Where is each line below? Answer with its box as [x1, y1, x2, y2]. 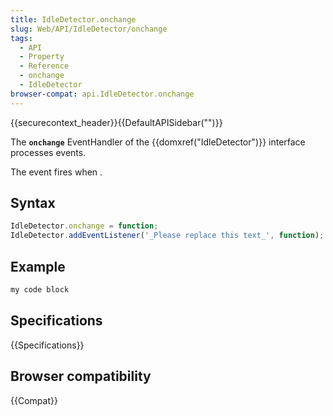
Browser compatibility [10, 368, 152, 385]
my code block [10, 285, 70, 295]
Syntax [10, 195, 56, 212]
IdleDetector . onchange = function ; [10, 221, 159, 231]
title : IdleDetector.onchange [10, 14, 137, 25]
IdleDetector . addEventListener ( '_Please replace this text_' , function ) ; [10, 231, 325, 241]
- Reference [19, 61, 70, 71]
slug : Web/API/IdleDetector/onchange [10, 24, 168, 34]
